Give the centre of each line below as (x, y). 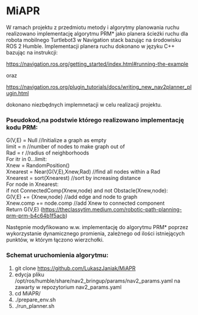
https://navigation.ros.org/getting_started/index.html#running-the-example (98, 64)
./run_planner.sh (35, 306)
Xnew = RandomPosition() (38, 165)
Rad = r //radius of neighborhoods (48, 153)
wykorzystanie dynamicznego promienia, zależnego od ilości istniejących (95, 234)
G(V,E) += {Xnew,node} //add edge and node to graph (72, 197)
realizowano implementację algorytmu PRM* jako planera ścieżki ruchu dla (97, 33)
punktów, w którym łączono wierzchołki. (55, 240)
